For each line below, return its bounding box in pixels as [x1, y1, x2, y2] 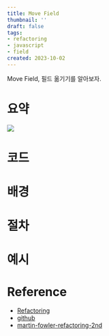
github [16, 314, 35, 322]
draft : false [7, 23, 44, 30]
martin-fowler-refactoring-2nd [16, 321, 103, 330]
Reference [7, 284, 67, 300]
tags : [7, 29, 22, 36]
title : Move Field [7, 10, 59, 17]
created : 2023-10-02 [7, 55, 66, 62]
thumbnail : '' [7, 16, 48, 23]
